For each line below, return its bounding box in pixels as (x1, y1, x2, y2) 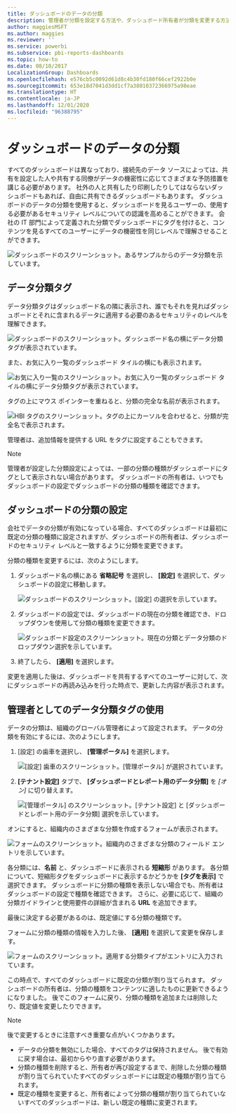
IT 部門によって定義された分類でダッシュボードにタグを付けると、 (20, 218, 213, 226)
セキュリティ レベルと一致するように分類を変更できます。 (19, 542, 187, 550)
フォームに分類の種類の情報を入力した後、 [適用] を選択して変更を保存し (7, 928, 218, 937)
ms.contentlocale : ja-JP (7, 96, 80, 103)
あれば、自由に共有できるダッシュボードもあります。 (44, 191, 198, 200)
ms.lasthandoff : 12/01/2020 (7, 102, 90, 109)
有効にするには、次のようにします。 (19, 732, 124, 741)
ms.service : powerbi (7, 43, 68, 50)
